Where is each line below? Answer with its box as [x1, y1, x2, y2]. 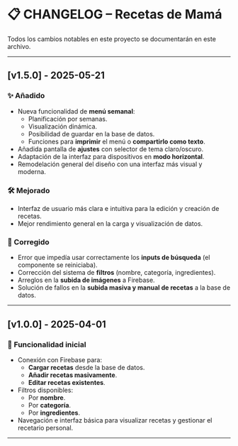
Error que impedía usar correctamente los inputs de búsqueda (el [17, 254, 210, 262]
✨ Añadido [7, 91, 45, 101]
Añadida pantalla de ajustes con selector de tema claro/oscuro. [17, 144, 204, 153]
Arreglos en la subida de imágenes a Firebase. [17, 276, 155, 285]
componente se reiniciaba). [17, 261, 98, 269]
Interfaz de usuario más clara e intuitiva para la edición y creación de [17, 204, 220, 212]
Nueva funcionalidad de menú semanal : [17, 107, 135, 115]
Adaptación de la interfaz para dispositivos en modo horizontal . [17, 152, 205, 161]
